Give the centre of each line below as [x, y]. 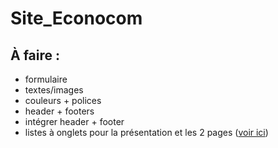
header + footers [59, 111]
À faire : [35, 55]
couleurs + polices [63, 100]
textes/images [54, 90]
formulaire [46, 79]
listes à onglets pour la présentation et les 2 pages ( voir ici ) [146, 132]
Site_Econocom [76, 18]
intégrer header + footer [74, 121]
